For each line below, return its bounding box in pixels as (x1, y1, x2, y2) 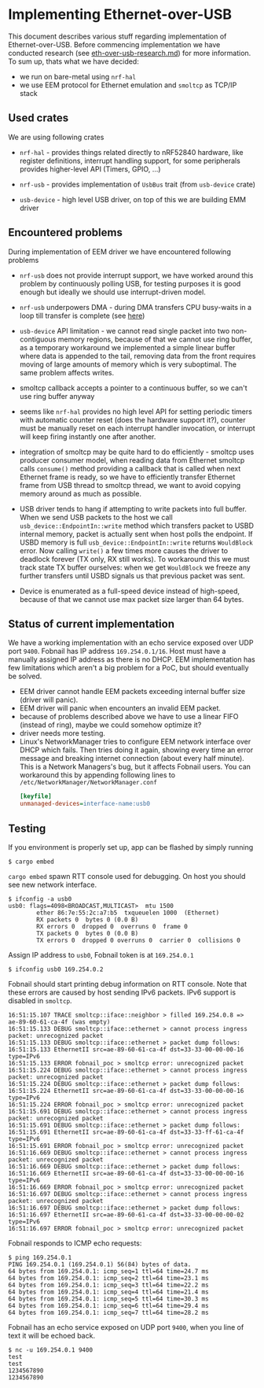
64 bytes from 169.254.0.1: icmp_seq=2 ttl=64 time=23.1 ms (8, 1274, 210, 1282)
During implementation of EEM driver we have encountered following (8, 246, 232, 257)
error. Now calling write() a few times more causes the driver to (19, 545, 229, 556)
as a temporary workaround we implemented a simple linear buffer (19, 342, 236, 352)
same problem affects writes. (19, 367, 115, 377)
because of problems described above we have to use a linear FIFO (19, 712, 239, 722)
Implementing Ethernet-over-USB (8, 6, 233, 24)
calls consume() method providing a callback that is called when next (19, 463, 241, 473)
